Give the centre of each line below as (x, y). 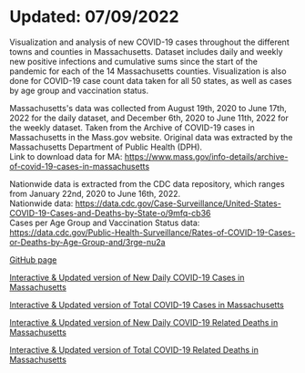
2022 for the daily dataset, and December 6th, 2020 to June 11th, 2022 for (149, 118)
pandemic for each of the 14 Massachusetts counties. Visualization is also (148, 71)
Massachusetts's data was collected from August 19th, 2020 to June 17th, (148, 108)
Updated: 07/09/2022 (94, 17)
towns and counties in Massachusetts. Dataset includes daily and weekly (147, 51)
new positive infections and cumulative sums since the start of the (133, 61)
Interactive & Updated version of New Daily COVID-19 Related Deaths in (144, 322)
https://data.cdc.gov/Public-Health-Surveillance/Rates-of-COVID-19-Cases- (152, 232)
